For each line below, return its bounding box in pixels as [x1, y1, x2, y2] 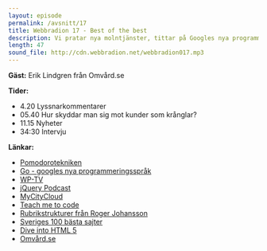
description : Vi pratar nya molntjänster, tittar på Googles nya [8, 33, 229, 42]
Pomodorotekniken [19, 158, 82, 167]
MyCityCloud [19, 192, 64, 201]
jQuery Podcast [19, 183, 72, 192]
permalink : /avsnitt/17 [8, 19, 87, 27]
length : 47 [8, 41, 44, 49]
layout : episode [8, 11, 62, 20]
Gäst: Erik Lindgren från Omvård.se [8, 71, 125, 80]
